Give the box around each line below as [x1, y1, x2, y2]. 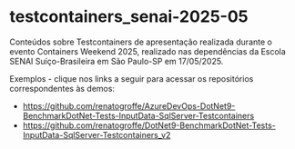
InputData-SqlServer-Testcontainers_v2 [22, 129, 171, 140]
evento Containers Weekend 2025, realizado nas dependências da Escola [9, 45, 287, 56]
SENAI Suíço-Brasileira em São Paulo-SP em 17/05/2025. [9, 55, 224, 66]
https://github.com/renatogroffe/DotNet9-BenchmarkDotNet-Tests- [22, 120, 276, 131]
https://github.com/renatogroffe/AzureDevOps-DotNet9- [22, 100, 236, 111]
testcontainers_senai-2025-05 [9, 6, 249, 27]
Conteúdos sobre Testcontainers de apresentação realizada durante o [9, 36, 273, 47]
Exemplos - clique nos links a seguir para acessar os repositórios [9, 73, 254, 84]
